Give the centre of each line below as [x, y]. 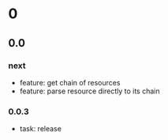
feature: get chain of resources [70, 82]
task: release [40, 129]
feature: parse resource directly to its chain [90, 91]
